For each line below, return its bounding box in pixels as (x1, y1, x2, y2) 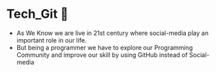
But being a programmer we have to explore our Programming (16, 43, 193, 51)
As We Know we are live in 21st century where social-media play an (16, 29, 208, 37)
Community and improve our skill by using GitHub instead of (16, 51, 188, 59)
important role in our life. (16, 36, 87, 44)
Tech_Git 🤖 (6, 6, 69, 22)
